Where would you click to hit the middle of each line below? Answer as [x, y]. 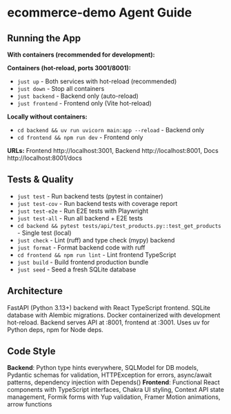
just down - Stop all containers [61, 89]
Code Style [31, 352]
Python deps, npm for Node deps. [55, 329]
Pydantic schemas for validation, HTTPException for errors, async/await [110, 375]
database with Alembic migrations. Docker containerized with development [114, 315]
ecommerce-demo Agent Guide [100, 13]
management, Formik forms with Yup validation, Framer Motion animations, [114, 397]
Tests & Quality [40, 179]
